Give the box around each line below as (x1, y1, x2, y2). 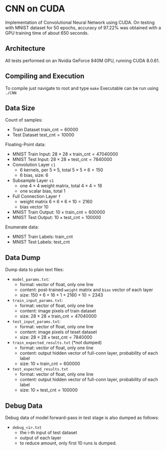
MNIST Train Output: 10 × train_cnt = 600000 (12, 209, 105, 215)
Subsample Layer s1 (12, 177, 54, 184)
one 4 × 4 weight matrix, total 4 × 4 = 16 (19, 183, 102, 189)
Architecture (5, 44, 46, 53)
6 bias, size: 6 (19, 172, 49, 178)
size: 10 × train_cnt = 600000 (19, 361, 81, 367)
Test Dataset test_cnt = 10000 (12, 132, 75, 138)
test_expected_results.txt (12, 367, 69, 372)
